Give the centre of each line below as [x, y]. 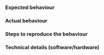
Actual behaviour [26, 20]
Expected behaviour [30, 7]
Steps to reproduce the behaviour [47, 34]
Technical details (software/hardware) [52, 47]
